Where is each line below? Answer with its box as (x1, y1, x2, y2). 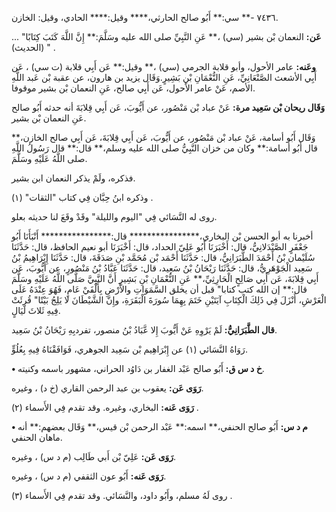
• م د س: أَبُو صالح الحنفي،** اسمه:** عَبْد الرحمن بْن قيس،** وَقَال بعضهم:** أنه (11, 421, 308, 432)
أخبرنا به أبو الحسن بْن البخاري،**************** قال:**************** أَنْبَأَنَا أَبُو (11, 230, 314, 242)
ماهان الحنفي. (11, 432, 63, 443)
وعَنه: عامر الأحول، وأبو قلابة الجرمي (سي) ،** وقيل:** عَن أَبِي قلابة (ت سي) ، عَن (11, 61, 316, 72)
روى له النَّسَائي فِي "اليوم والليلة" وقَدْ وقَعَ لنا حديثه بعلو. (11, 211, 218, 222)
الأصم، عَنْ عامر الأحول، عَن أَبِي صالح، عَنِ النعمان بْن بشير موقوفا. (11, 82, 256, 94)
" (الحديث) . (11, 42, 56, 53)
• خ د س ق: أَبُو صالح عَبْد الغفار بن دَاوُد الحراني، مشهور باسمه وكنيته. (11, 363, 265, 374)
